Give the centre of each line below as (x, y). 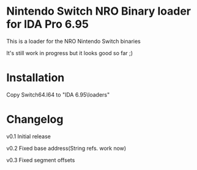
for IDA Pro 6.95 (47, 24)
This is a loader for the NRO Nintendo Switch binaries (73, 41)
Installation (35, 78)
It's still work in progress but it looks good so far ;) (70, 53)
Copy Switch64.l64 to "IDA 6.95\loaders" (58, 94)
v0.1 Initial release (28, 136)
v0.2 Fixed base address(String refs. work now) (66, 148)
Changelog (35, 120)
